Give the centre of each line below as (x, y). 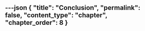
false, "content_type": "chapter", (56, 15)
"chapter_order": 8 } (36, 23)
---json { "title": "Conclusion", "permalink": (73, 8)
